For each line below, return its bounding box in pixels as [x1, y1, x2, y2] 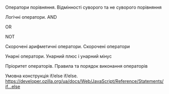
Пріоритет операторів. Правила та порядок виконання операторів [5, 63, 148, 69]
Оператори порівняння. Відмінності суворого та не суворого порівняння [5, 5, 162, 10]
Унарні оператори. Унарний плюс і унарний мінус [5, 53, 112, 59]
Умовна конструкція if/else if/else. [5, 73, 78, 79]
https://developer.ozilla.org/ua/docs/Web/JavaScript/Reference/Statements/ [5, 78, 164, 84]
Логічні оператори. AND [5, 14, 57, 20]
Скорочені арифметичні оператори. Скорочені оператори [5, 43, 130, 50]
